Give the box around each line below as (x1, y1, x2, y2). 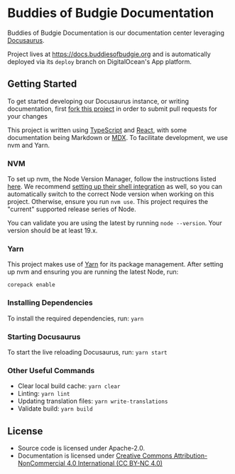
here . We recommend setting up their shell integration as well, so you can (7, 183, 222, 191)
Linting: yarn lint (17, 389, 70, 398)
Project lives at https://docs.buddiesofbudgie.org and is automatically (7, 50, 211, 58)
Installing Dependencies (7, 298, 94, 308)
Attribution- (173, 451, 208, 460)
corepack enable (7, 281, 55, 289)
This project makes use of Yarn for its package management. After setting (7, 260, 224, 269)
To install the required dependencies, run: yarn (7, 314, 144, 323)
